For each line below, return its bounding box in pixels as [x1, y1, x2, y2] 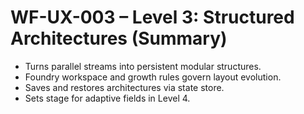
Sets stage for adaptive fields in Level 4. [24, 92, 191, 104]
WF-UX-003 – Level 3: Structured [10, 6, 295, 29]
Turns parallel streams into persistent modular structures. [24, 60, 262, 72]
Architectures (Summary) [10, 27, 228, 50]
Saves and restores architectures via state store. [24, 81, 225, 93]
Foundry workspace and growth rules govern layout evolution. [24, 71, 282, 83]
